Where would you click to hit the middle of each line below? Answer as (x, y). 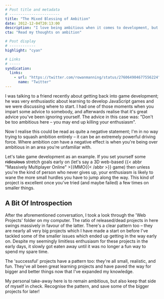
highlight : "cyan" (24, 50)
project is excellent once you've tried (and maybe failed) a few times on (77, 182)
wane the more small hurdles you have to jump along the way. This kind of (80, 177)
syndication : (18, 68)
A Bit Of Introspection (39, 203)
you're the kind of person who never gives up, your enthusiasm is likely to (79, 172)
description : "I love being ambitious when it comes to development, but (82, 28)
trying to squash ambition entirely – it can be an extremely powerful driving (81, 137)
